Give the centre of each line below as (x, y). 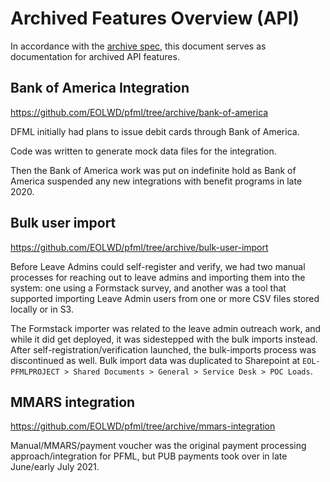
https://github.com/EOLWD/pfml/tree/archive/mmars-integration (143, 426)
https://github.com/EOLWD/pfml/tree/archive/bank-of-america (139, 112)
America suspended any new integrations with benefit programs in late (156, 181)
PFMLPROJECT (35, 372)
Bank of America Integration (100, 88)
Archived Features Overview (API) (155, 18)
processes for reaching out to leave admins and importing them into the (158, 277)
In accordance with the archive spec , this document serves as (138, 46)
